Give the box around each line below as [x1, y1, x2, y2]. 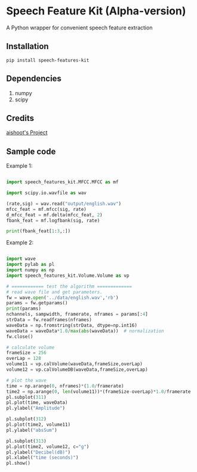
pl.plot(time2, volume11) [6, 422, 70, 428]
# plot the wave [6, 377, 47, 383]
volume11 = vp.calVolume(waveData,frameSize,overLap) [6, 361, 143, 367]
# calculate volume [6, 344, 55, 350]
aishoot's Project [6, 129, 48, 136]
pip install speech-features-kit [6, 57, 90, 63]
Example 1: [6, 162, 33, 170]
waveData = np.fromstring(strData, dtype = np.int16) [6, 322, 137, 328]
